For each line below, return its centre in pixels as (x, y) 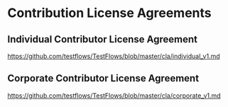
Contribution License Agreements (109, 13)
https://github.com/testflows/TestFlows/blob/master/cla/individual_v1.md (114, 56)
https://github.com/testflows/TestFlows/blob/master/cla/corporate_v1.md (114, 95)
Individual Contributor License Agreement (102, 39)
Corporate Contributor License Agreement (103, 78)
